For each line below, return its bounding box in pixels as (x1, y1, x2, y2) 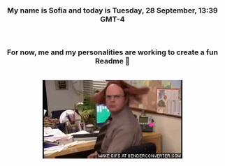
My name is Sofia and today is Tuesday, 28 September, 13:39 (7, 6, 218, 15)
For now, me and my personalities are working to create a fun (6, 47, 219, 57)
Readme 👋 (95, 56, 130, 66)
